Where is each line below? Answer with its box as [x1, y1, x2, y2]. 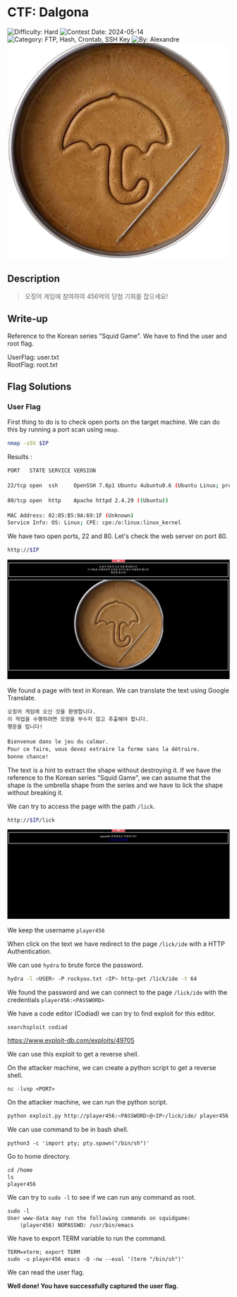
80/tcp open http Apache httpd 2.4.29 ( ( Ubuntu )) [7, 497, 169, 504]
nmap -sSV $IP [7, 440, 49, 447]
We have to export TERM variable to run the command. [7, 1234, 167, 1243]
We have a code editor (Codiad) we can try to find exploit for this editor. [7, 1009, 216, 1018]
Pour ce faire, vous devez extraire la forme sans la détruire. [7, 745, 200, 753]
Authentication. [7, 946, 51, 956]
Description [7, 272, 60, 284]
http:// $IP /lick [7, 816, 55, 824]
